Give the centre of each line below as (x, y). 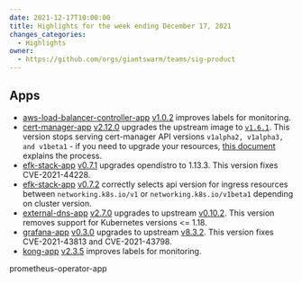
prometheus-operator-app (58, 268)
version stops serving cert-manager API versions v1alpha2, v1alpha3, (153, 137)
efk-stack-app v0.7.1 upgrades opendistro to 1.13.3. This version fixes (150, 165)
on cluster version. (57, 203)
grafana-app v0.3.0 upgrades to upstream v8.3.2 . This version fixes (148, 232)
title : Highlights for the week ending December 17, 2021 (120, 26)
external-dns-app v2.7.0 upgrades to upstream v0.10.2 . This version (148, 213)
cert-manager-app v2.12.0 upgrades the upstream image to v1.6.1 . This (156, 127)
